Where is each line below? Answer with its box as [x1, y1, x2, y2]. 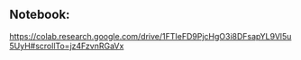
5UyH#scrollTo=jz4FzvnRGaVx [9, 40, 124, 51]
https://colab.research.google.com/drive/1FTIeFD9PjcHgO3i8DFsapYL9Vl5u [9, 30, 292, 41]
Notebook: [9, 7, 70, 22]
